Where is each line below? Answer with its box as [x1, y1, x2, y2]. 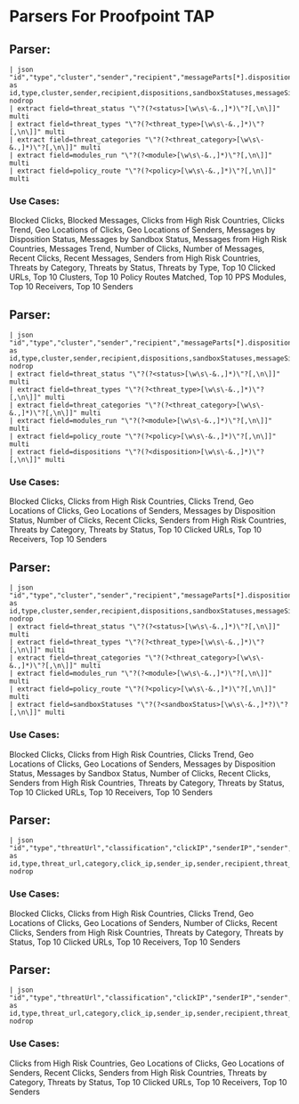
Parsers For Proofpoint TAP [9, 6, 215, 27]
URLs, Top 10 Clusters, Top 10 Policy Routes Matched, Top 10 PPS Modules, [9, 272, 287, 282]
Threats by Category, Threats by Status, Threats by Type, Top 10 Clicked [9, 263, 276, 273]
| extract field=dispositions [9, 448, 122, 457]
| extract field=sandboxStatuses [9, 701, 133, 710]
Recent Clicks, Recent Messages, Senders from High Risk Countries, [9, 253, 261, 264]
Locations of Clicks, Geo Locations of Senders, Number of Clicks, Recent [9, 917, 278, 928]
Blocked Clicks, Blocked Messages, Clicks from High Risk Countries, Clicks [9, 215, 285, 226]
